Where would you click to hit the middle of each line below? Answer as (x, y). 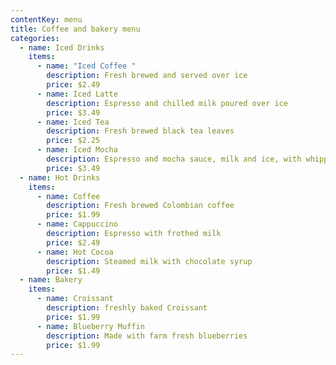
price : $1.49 (73, 271)
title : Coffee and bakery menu (75, 29)
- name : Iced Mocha (77, 150)
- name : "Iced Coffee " (86, 66)
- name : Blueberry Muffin (90, 326)
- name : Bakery (51, 280)
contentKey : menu (46, 19)
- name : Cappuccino (77, 224)
